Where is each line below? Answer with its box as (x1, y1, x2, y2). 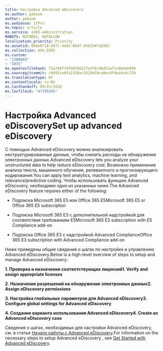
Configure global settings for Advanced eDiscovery (5, 301, 112, 307)
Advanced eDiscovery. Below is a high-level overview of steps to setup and (5, 252, 155, 257)
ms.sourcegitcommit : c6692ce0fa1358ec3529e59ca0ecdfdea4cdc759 (5, 71, 136, 76)
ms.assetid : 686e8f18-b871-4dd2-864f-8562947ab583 (5, 43, 110, 48)
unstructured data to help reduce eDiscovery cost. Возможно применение (5, 162, 156, 168)
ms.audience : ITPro (5, 20, 45, 26)
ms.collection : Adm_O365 (5, 48, 55, 53)
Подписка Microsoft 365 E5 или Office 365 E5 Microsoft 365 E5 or (12, 197, 146, 203)
